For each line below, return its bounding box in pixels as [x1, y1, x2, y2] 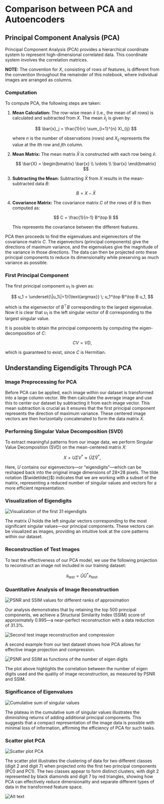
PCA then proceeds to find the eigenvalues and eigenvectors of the [5, 233, 141, 239]
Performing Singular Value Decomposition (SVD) [5, 428, 123, 435]
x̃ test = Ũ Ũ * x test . [66, 572, 99, 580]
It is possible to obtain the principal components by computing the [5, 325, 139, 331]
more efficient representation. [5, 485, 65, 491]
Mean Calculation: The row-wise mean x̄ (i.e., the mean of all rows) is [12, 110, 154, 116]
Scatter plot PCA [5, 737, 46, 744]
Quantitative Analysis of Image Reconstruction [5, 586, 119, 593]
